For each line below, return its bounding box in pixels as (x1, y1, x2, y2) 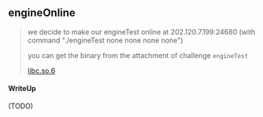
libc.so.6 (27, 66, 56, 75)
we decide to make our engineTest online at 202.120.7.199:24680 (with (27, 27, 256, 36)
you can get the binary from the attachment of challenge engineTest (27, 50, 249, 60)
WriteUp (8, 84, 37, 93)
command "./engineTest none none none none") (27, 35, 183, 45)
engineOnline (8, 6, 76, 20)
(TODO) (8, 101, 34, 111)
